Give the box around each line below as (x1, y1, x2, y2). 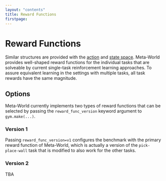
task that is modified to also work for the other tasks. (28, 147, 136, 154)
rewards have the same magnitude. (5, 75, 77, 81)
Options (5, 90, 31, 98)
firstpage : (5, 16, 28, 21)
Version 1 (5, 126, 28, 133)
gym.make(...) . (5, 114, 36, 120)
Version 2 (5, 160, 29, 167)
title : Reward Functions (5, 12, 56, 17)
